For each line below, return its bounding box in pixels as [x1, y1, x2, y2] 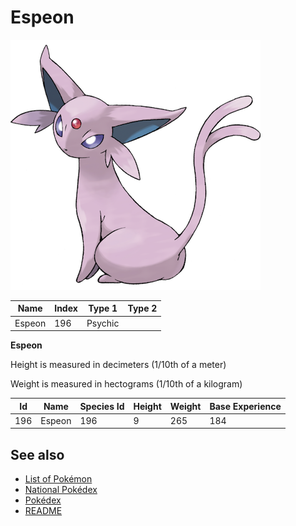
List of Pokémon [24, 473, 93, 485]
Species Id [79, 400, 125, 412]
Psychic [86, 317, 120, 329]
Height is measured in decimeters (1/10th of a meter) [10, 359, 227, 371]
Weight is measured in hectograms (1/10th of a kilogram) [10, 378, 243, 390]
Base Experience [209, 400, 282, 412]
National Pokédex [24, 484, 98, 496]
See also [10, 446, 65, 463]
